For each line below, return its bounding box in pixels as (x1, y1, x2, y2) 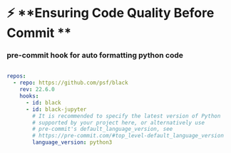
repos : (6, 73, 26, 80)
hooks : (19, 93, 39, 100)
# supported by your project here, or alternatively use (32, 119, 205, 126)
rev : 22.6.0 (19, 86, 55, 93)
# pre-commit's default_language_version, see (32, 125, 173, 133)
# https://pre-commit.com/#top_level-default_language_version (32, 132, 224, 139)
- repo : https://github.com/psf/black (13, 79, 129, 87)
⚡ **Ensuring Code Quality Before (6, 5, 215, 21)
